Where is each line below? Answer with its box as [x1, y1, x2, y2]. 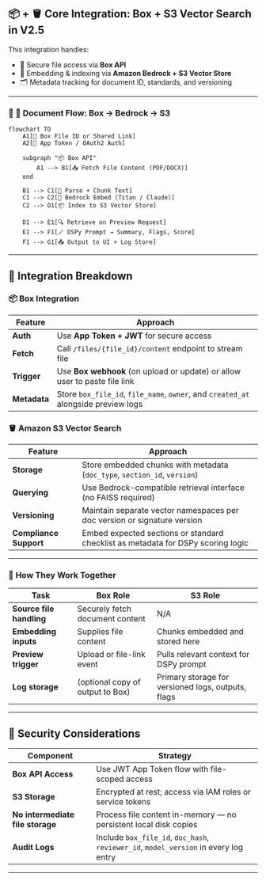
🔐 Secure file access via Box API [19, 59, 127, 70]
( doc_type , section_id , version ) [82, 469, 199, 480]
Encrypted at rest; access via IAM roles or [96, 787, 252, 798]
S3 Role [190, 590, 220, 601]
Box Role [96, 590, 131, 601]
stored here [157, 636, 200, 647]
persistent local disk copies [96, 819, 198, 830]
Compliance [12, 528, 59, 539]
